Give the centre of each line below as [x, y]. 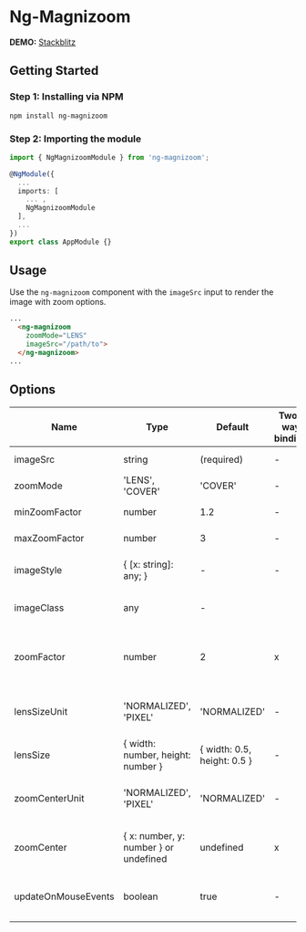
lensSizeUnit [41, 711]
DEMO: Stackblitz [42, 42]
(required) [222, 459]
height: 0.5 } [226, 760]
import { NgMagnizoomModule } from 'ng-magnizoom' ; [109, 157]
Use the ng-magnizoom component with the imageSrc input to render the [142, 292]
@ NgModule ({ [32, 174]
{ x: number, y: [154, 835]
